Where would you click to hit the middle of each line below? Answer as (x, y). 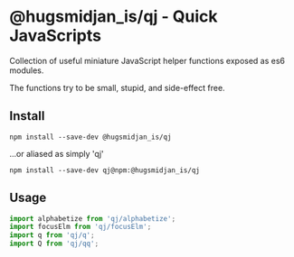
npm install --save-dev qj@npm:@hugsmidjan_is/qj (105, 170)
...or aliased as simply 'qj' (57, 153)
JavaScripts (56, 36)
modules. (27, 70)
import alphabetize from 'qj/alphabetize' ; (93, 218)
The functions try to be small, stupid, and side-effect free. (117, 87)
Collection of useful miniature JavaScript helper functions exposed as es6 (147, 60)
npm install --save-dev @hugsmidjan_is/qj (90, 137)
